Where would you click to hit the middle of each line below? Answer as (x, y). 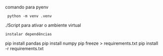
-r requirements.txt (24, 48)
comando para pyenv (27, 7)
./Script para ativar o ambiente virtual (43, 25)
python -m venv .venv (29, 16)
